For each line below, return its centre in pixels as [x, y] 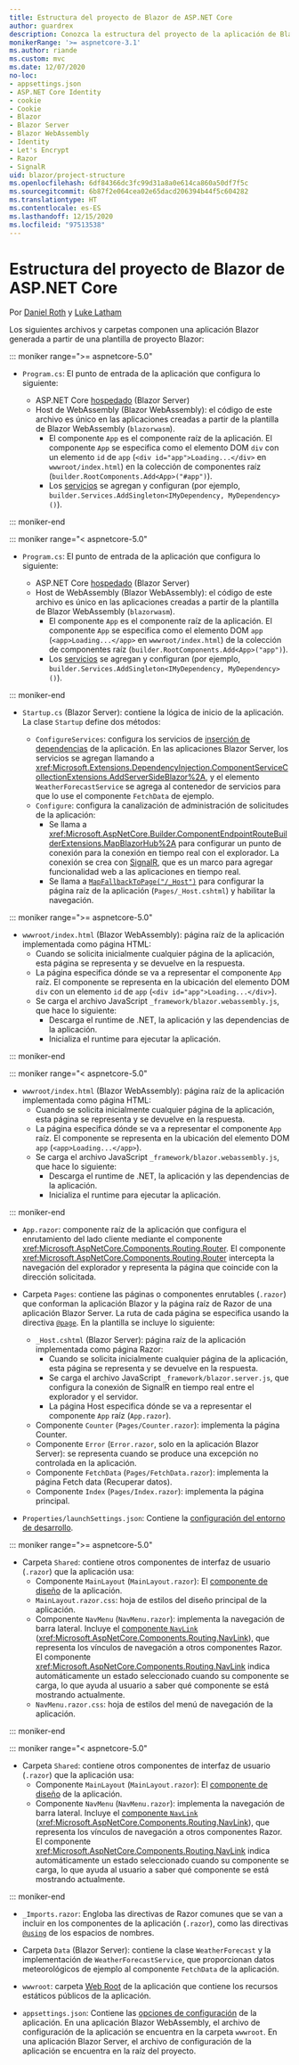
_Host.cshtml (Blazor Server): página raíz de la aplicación [141, 1340]
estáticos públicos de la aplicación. [86, 1996]
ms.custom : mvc [37, 59]
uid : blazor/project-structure [67, 175]
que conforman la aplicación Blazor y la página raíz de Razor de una [147, 1304]
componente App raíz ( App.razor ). [110, 1416]
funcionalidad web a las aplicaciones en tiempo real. [145, 872]
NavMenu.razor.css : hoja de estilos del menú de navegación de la [154, 1705]
